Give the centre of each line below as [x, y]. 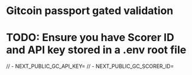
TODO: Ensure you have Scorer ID [90, 38]
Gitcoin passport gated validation [90, 11]
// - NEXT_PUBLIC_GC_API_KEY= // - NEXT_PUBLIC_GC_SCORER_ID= [90, 66]
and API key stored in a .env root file [96, 50]
